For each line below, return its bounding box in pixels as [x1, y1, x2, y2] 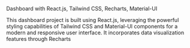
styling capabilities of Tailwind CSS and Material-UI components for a [6, 23, 178, 30]
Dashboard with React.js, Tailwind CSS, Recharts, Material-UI [6, 5, 158, 12]
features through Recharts [6, 36, 71, 42]
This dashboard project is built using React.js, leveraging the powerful [6, 17, 179, 23]
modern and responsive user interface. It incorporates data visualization [6, 29, 185, 36]
